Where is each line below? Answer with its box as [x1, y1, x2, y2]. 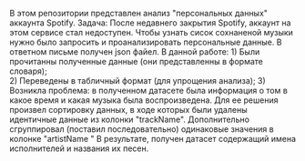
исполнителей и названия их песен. [9, 143, 149, 154]
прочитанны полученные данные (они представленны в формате [9, 56, 264, 66]
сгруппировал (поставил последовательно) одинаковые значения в [9, 124, 275, 135]
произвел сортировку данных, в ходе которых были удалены [9, 105, 248, 115]
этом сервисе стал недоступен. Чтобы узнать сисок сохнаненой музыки [9, 27, 294, 37]
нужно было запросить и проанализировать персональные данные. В [9, 36, 282, 47]
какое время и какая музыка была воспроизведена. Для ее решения [9, 95, 279, 106]
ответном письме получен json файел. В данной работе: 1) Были [9, 46, 260, 57]
